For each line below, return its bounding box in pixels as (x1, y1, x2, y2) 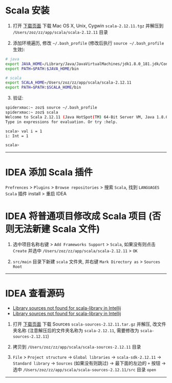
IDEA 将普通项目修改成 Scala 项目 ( (5, 211, 153, 222)
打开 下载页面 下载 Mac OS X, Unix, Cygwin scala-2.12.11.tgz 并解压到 (12, 23, 164, 29)
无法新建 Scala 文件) (14, 224, 100, 235)
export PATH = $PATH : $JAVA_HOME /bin (5, 66, 79, 71)
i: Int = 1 (5, 133, 29, 138)
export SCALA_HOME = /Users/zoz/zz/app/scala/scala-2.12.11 (5, 80, 132, 85)
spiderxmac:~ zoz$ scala (5, 110, 58, 115)
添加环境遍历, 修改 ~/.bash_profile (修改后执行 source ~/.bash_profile (12, 39, 164, 46)
